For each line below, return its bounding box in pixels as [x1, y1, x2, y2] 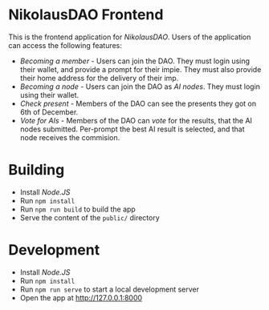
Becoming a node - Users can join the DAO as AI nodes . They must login [19, 82, 261, 91]
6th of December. [19, 107, 79, 117]
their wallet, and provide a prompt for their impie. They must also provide [19, 64, 262, 74]
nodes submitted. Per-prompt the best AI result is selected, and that [19, 124, 245, 134]
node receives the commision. [19, 132, 120, 142]
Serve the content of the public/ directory [19, 212, 161, 222]
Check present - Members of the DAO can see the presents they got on [19, 99, 257, 108]
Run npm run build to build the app [19, 204, 137, 214]
